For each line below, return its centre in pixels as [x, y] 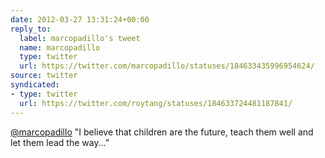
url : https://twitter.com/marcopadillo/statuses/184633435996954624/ [167, 66]
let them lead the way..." [60, 142]
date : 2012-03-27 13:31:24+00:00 [80, 19]
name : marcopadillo [60, 47]
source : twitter [44, 76]
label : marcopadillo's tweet [80, 38]
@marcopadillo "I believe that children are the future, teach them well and [162, 132]
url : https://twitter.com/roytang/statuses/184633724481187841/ [156, 103]
